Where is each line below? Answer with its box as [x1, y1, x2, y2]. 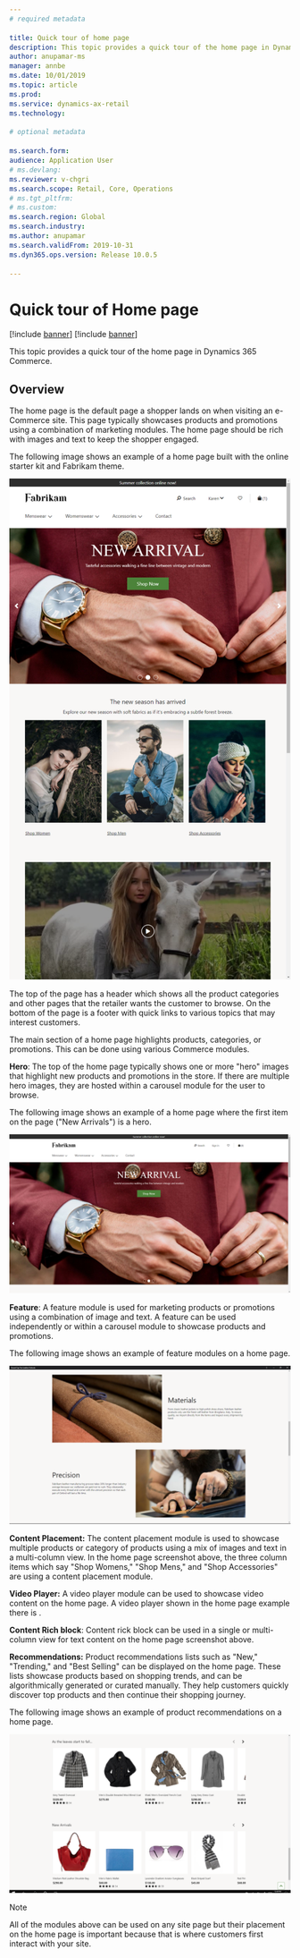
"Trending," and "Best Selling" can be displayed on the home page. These [9, 1661, 281, 1672]
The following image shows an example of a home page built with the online [9, 452, 289, 462]
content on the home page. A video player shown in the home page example [9, 1598, 290, 1609]
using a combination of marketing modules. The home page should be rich [9, 425, 284, 436]
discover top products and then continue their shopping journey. [9, 1690, 246, 1700]
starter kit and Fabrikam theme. [9, 461, 125, 471]
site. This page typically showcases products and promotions [52, 415, 279, 426]
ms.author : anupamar [9, 232, 87, 241]
